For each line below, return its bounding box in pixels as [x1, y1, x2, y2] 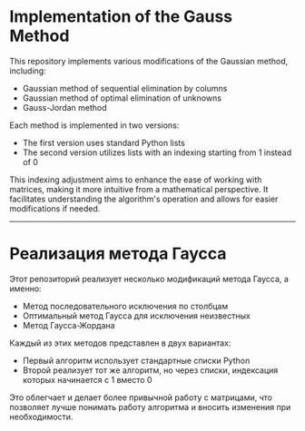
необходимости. [9, 411, 74, 422]
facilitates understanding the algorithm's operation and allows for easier [9, 193, 279, 204]
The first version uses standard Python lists [22, 137, 186, 148]
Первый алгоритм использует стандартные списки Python [22, 355, 251, 366]
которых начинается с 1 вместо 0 [22, 374, 152, 385]
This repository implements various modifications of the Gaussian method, [9, 55, 289, 66]
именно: [9, 283, 43, 294]
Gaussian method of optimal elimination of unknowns [22, 93, 222, 103]
